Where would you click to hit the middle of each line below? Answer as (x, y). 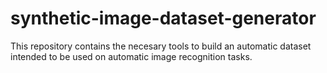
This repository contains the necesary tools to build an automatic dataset (161, 46)
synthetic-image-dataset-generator (163, 18)
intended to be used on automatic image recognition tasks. (131, 56)
